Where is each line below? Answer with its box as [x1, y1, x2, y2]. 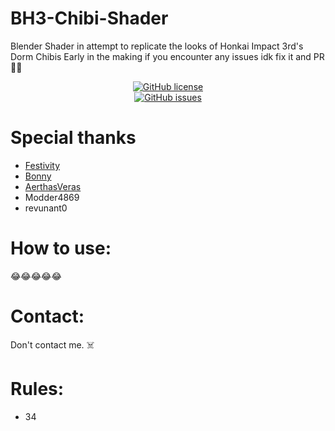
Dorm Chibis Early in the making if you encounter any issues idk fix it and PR [10, 50, 325, 62]
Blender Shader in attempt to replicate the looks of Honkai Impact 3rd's [10, 40, 304, 52]
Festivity [24, 159, 61, 171]
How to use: [10, 237, 112, 260]
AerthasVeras [24, 180, 82, 192]
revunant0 [24, 202, 68, 214]
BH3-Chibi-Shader [10, 7, 169, 30]
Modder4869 [24, 191, 80, 203]
